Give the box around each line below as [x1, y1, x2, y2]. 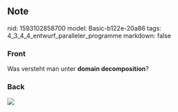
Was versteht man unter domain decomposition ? [7, 65, 149, 73]
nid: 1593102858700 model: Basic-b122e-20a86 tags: [7, 24, 162, 32]
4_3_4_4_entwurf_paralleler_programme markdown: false [7, 31, 172, 40]
